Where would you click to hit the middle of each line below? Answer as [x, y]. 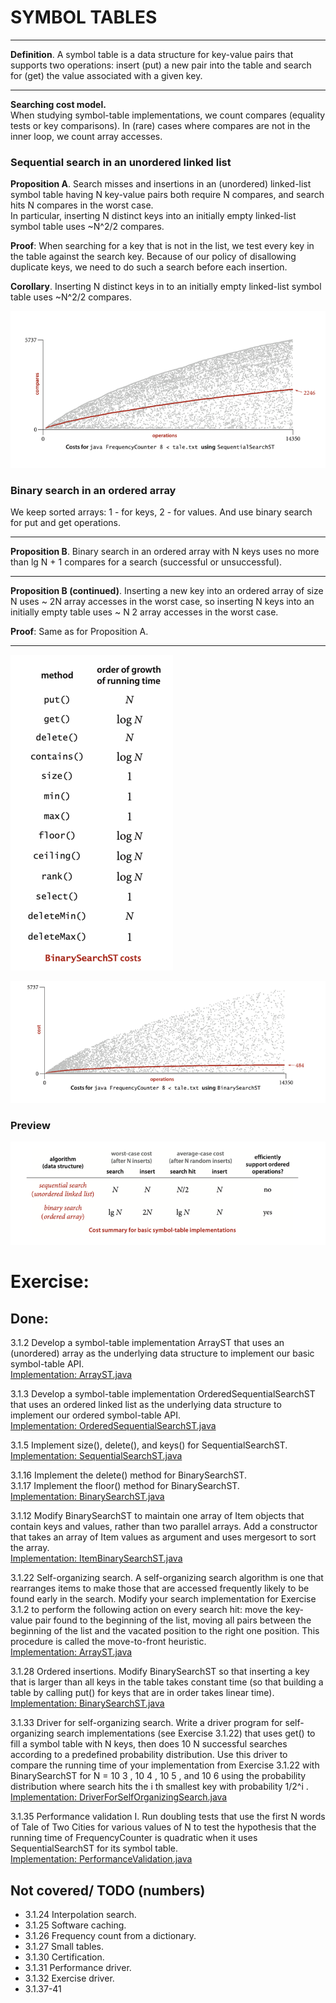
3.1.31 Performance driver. [78, 1967]
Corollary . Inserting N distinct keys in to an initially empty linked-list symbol [166, 287]
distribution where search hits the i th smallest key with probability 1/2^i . [159, 1787]
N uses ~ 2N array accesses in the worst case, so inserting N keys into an [162, 602]
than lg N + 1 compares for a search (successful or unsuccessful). [146, 562]
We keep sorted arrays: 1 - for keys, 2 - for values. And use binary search [161, 512]
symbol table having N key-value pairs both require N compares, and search [167, 195]
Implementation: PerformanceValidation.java [101, 1859]
